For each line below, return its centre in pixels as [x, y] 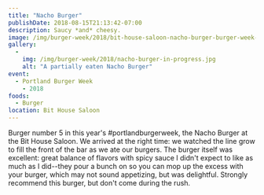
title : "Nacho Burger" [45, 15]
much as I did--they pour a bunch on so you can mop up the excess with [126, 166]
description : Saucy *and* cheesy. [65, 30]
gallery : [22, 45]
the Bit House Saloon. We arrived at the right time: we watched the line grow [132, 141]
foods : [19, 96]
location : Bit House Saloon [54, 111]
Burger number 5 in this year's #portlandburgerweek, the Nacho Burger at [128, 133]
